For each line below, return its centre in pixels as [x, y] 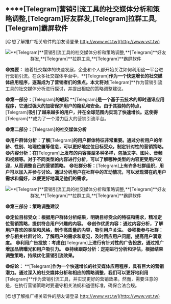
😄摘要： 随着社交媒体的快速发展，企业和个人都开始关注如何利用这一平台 [82, 69]
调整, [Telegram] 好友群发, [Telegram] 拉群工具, [84, 19]
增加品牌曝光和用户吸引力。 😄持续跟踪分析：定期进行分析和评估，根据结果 [84, 249]
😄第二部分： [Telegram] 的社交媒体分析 [46, 129]
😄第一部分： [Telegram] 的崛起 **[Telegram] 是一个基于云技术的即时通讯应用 [85, 99]
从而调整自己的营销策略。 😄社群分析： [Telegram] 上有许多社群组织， [87, 165]
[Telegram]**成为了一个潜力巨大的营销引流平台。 [57, 118]
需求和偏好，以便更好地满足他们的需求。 [48, 178]
